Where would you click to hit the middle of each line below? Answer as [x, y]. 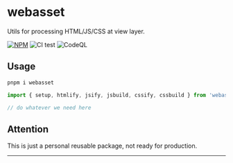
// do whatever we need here [49, 108]
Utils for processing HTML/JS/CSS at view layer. [76, 31]
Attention [28, 129]
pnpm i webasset [31, 83]
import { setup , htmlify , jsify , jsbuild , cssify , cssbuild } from [107, 95]
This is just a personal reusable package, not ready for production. [102, 146]
